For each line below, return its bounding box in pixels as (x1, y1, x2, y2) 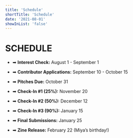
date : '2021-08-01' (5, 16, 46, 21)
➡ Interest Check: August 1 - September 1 (12, 59, 99, 65)
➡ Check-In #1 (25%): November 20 (12, 88, 88, 94)
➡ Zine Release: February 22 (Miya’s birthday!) (12, 127, 110, 133)
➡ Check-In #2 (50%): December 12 (12, 98, 88, 104)
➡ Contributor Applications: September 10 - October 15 (12, 69, 128, 75)
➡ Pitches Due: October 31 (12, 78, 68, 85)
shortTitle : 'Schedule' (5, 12, 55, 17)
